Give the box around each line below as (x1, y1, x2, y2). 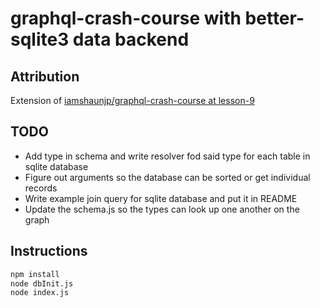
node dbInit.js (10, 278, 74, 289)
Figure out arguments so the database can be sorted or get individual (24, 171, 311, 183)
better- (244, 7, 305, 30)
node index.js (10, 288, 70, 298)
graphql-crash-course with (10, 7, 242, 30)
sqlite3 (10, 28, 70, 51)
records (24, 182, 58, 194)
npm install (10, 269, 60, 279)
